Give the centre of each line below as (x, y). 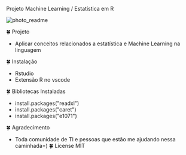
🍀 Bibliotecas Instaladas (36, 91)
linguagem (28, 50)
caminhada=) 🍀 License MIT (50, 146)
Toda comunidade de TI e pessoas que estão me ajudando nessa (95, 139)
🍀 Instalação (22, 61)
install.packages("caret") (45, 109)
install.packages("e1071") (46, 116)
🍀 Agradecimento (28, 127)
